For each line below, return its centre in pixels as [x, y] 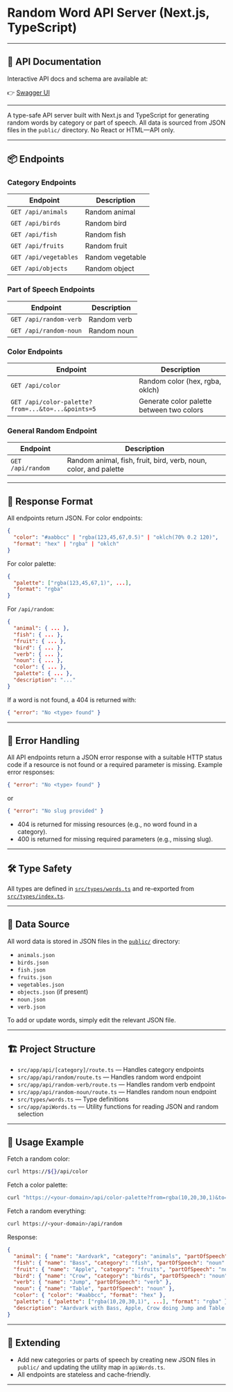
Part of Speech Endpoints [51, 290]
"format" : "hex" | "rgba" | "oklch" [66, 544]
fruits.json [34, 977]
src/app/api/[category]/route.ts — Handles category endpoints [111, 1069]
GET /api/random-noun [46, 331]
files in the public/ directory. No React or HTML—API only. [91, 129]
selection [30, 1114]
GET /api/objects [39, 269]
